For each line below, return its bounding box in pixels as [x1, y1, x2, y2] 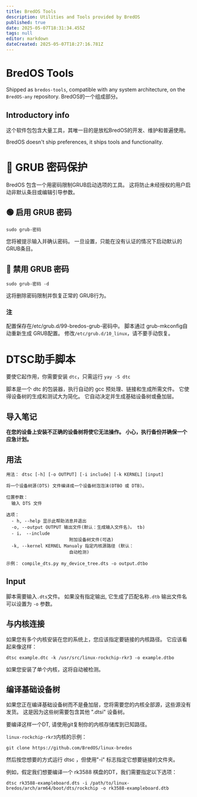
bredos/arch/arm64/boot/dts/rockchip [6, 785, 98, 792]
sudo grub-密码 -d [6, 281, 49, 287]
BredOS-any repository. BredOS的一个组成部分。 [6, 93, 121, 100]
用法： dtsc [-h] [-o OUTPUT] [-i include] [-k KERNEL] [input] [6, 472, 164, 478]
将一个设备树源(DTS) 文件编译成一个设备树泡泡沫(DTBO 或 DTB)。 [6, 483, 147, 489]
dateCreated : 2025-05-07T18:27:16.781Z [6, 42, 104, 48]
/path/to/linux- [90, 781, 130, 786]
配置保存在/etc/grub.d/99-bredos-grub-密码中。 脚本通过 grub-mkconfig [6, 323, 183, 330]
